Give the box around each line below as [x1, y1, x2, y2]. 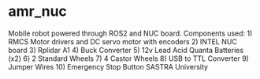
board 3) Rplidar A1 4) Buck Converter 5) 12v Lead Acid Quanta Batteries [8, 45, 244, 55]
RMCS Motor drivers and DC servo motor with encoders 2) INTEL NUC [8, 36, 238, 46]
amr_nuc [8, 2, 67, 21]
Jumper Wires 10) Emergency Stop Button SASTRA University [8, 62, 209, 71]
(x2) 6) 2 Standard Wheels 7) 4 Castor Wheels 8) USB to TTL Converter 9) [8, 54, 250, 63]
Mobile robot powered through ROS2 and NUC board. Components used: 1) [8, 28, 253, 38]
